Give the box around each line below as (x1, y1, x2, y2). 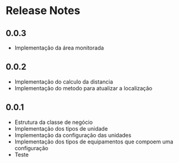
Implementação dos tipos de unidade (14, 125, 108, 132)
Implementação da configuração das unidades (14, 131, 132, 139)
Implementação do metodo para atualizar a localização (14, 84, 153, 92)
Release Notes (5, 4, 80, 18)
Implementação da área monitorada (14, 44, 104, 51)
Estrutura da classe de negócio (14, 118, 93, 126)
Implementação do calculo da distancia (14, 78, 113, 85)
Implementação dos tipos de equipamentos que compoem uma (14, 138, 174, 145)
